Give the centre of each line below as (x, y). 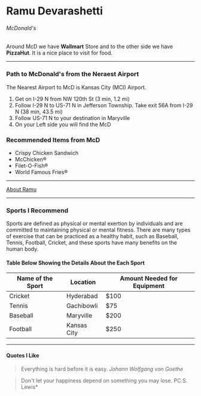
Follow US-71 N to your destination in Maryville (72, 118)
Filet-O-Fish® (31, 166)
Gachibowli (82, 306)
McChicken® (31, 159)
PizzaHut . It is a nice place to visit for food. (59, 53)
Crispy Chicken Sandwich (47, 153)
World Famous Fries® (41, 172)
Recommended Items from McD (53, 140)
